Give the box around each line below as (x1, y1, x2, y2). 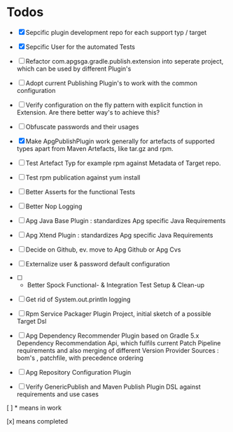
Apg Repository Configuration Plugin (25, 368, 132, 376)
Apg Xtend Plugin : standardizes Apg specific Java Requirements (25, 231, 213, 239)
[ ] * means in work (6, 403, 62, 412)
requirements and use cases (16, 389, 99, 398)
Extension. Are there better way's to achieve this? (16, 108, 160, 116)
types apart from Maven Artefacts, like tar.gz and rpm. (16, 144, 174, 152)
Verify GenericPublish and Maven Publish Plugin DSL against (25, 382, 201, 391)
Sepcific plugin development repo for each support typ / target (25, 28, 207, 36)
